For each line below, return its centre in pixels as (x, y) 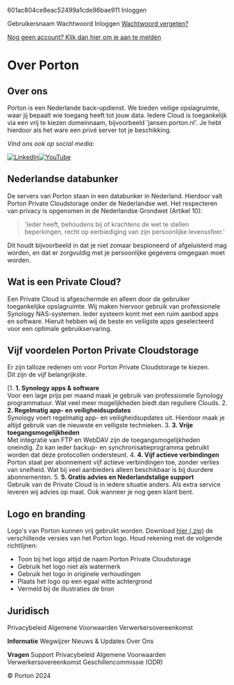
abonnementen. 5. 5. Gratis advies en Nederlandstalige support (101, 477)
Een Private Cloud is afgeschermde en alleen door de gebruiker (98, 299)
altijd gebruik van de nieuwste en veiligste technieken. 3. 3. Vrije (100, 425)
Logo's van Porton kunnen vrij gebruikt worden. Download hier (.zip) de (110, 531)
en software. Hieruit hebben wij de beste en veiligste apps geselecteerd (111, 321)
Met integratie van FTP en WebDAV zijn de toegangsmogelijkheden (104, 440)
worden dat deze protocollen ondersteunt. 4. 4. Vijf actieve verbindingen (114, 455)
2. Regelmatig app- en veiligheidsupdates (69, 411)
